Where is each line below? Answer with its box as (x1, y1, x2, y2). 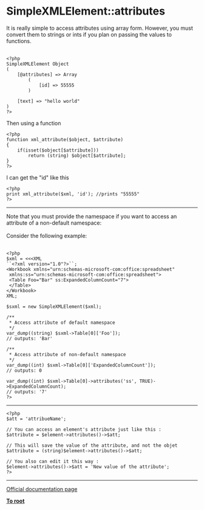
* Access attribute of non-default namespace (8, 351, 126, 357)
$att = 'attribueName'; (6, 416, 67, 422)
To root (6, 497, 25, 505)
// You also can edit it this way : (6, 458, 99, 464)
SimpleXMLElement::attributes (6, 4, 166, 18)
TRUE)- (139, 378, 156, 384)
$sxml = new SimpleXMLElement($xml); (6, 303, 102, 310)
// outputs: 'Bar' (6, 335, 53, 341)
